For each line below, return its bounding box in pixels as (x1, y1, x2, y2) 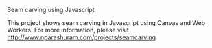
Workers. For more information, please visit (7, 26, 129, 34)
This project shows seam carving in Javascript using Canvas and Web (7, 19, 206, 26)
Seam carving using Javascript (7, 6, 95, 14)
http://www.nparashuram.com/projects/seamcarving (7, 33, 156, 41)
